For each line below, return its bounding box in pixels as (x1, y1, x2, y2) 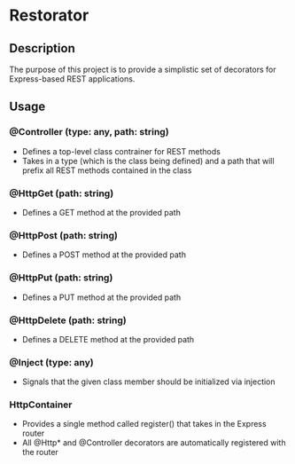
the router (21, 447, 59, 458)
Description (9, 41, 75, 56)
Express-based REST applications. (9, 74, 136, 84)
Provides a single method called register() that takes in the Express (21, 419, 268, 429)
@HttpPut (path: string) (9, 271, 113, 284)
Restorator (9, 5, 89, 26)
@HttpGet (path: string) (9, 187, 114, 200)
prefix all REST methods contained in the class (21, 165, 192, 176)
